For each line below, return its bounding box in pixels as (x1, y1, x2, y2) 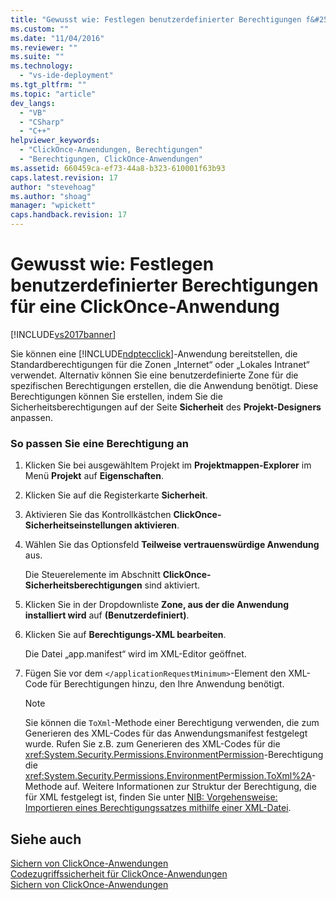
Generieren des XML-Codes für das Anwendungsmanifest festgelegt (24, 727, 308, 740)
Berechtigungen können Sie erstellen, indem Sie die (10, 390, 223, 402)
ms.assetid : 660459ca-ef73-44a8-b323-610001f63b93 (10, 163, 226, 173)
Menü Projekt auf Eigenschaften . (24, 470, 164, 482)
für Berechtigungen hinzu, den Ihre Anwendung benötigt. (49, 678, 285, 690)
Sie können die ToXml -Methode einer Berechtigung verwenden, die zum (24, 717, 320, 729)
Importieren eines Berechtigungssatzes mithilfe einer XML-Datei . (24, 802, 292, 814)
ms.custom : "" (10, 24, 70, 34)
